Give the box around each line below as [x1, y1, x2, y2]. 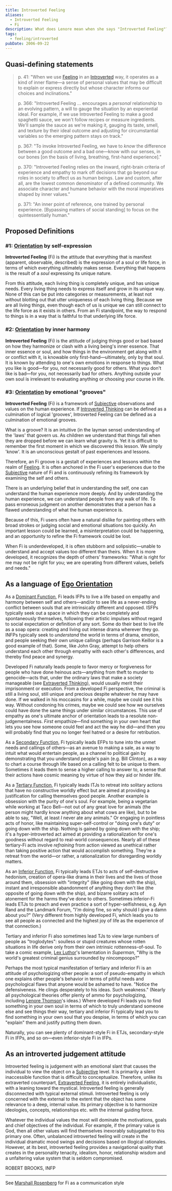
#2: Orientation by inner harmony [5, 326, 91, 333]
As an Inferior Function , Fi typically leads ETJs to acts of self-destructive [5, 868, 159, 874]
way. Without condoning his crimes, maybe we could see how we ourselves [5, 701, 165, 708]
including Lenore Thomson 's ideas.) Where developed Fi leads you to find [5, 997, 161, 1003]
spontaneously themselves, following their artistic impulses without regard [5, 615, 162, 621]
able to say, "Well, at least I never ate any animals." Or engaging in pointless [5, 815, 165, 821]
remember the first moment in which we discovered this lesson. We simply [5, 443, 163, 449]
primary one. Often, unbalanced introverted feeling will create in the [5, 1133, 148, 1140]
